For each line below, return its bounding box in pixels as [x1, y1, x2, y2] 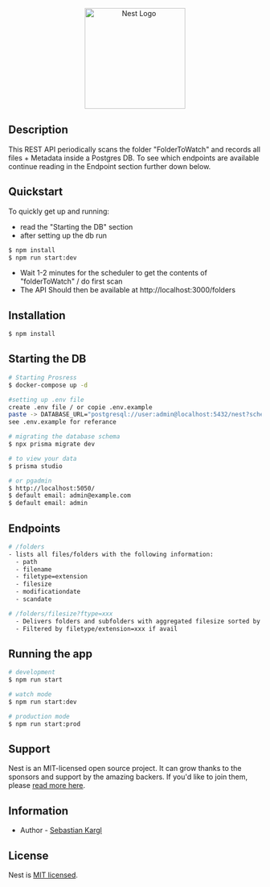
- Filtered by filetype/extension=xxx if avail [15, 624, 178, 632]
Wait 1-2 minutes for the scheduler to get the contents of [19, 268, 207, 278]
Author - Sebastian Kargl [19, 826, 103, 835]
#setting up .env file [8, 396, 84, 404]
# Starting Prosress [8, 373, 78, 382]
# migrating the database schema [8, 433, 121, 441]
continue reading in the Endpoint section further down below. [8, 161, 211, 171]
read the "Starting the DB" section [19, 222, 133, 231]
